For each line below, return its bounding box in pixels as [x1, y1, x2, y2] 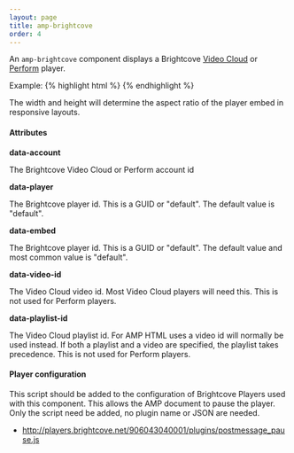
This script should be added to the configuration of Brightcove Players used [9, 388, 286, 399]
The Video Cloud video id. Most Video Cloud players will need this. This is [9, 285, 279, 297]
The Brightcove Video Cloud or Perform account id [9, 164, 195, 175]
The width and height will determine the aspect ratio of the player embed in [9, 98, 284, 108]
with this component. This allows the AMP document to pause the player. [9, 398, 276, 409]
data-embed [9, 225, 56, 236]
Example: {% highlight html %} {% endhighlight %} [9, 81, 195, 91]
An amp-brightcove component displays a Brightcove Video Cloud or [9, 54, 259, 65]
